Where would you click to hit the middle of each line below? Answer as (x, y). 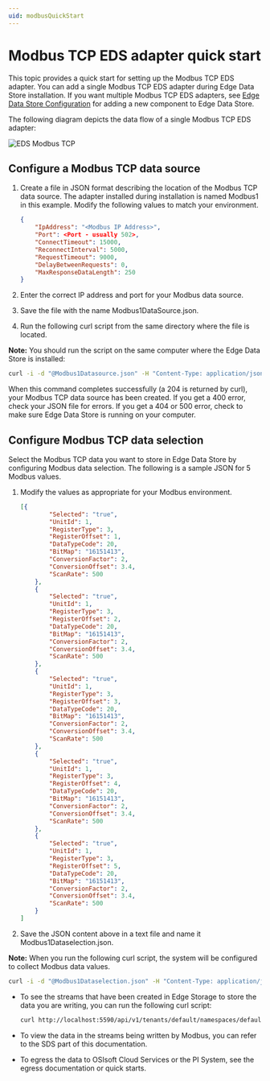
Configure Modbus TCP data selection (106, 440)
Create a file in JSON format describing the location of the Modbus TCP (139, 188)
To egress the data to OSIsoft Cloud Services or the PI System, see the (137, 1059)
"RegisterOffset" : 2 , (86, 619)
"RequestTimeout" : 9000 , (76, 257)
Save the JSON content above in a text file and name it (110, 934)
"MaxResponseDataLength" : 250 (85, 272)
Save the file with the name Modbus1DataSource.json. (109, 311)
